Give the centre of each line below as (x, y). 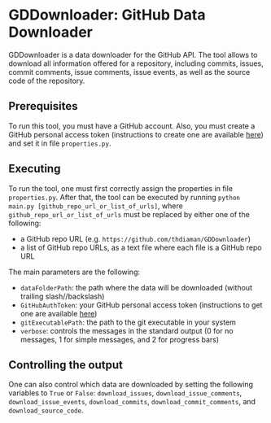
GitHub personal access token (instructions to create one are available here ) (136, 134)
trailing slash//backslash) (62, 296)
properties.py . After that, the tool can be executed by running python (124, 197)
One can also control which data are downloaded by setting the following (131, 385)
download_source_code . (46, 410)
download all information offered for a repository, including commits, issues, (136, 63)
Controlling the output (66, 365)
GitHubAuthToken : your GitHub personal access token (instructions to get (141, 305)
